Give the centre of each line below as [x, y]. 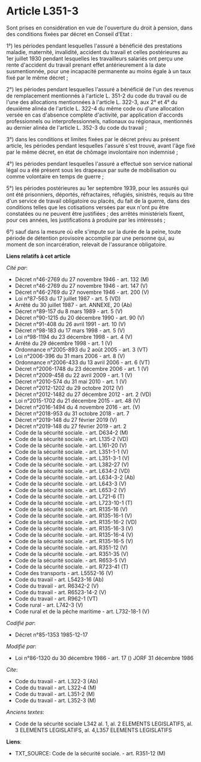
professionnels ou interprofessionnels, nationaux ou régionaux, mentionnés [100, 121]
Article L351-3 [43, 11]
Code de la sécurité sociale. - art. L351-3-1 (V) [72, 458]
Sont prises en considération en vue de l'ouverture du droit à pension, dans [100, 28]
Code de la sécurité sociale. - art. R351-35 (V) [72, 553]
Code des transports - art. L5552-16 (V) [64, 573]
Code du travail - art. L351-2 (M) [55, 694]
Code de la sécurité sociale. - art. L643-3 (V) [70, 483]
